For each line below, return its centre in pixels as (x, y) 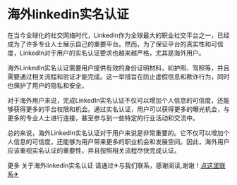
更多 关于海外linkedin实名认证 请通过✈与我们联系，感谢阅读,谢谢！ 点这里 (114, 165)
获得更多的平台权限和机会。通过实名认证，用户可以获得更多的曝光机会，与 (121, 109)
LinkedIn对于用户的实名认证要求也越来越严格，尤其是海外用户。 (112, 53)
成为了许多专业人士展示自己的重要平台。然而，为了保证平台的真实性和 (109, 44)
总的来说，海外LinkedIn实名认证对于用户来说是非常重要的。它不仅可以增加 (115, 133)
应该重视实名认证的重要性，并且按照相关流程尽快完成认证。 (94, 150)
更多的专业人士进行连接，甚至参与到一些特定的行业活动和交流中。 (103, 117)
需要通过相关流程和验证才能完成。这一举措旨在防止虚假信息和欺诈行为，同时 (119, 76)
